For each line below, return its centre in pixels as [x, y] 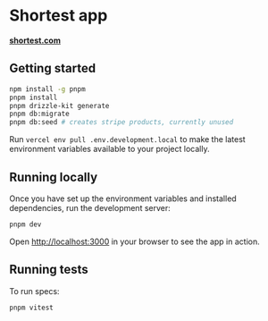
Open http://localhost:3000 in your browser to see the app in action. [135, 241]
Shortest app [59, 16]
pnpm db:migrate [39, 114]
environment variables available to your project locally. [109, 149]
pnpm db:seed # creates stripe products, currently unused [121, 122]
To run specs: [34, 291]
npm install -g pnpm [48, 89]
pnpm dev [25, 224]
